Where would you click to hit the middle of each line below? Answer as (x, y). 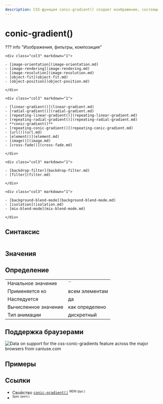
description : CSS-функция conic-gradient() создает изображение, (72, 9)
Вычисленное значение (35, 307)
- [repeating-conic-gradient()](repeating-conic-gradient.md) (69, 128)
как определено (87, 307)
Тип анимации (24, 315)
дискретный (82, 315)
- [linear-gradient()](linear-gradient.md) (50, 107)
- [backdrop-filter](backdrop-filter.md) (48, 170)
